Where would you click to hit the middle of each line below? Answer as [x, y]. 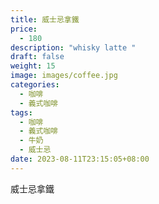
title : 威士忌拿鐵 [45, 19]
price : [24, 29]
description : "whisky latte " [73, 47]
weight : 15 [33, 66]
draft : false [37, 57]
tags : [21, 112]
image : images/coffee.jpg [64, 76]
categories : [35, 85]
